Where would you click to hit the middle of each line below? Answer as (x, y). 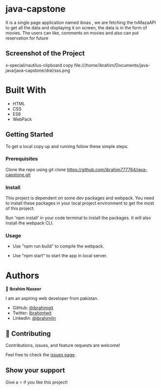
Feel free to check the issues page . (41, 355)
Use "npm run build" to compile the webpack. (58, 246)
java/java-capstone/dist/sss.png (38, 70)
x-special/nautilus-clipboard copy (39, 65)
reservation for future (27, 38)
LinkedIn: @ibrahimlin (34, 318)
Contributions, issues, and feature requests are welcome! (63, 346)
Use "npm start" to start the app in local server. (60, 256)
